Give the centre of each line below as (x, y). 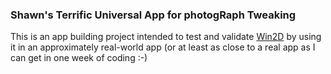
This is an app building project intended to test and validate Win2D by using (166, 37)
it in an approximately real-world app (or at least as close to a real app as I (163, 47)
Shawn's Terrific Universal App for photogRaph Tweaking (153, 15)
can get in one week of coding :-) (79, 58)
